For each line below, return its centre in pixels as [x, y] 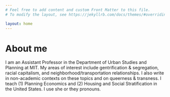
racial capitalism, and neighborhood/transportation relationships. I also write [85, 73]
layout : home [19, 24]
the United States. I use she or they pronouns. [53, 89]
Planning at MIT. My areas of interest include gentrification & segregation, [82, 68]
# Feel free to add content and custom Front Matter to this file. [78, 10]
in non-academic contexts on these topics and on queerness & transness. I [83, 78]
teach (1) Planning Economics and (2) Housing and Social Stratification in [81, 84]
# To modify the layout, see [36, 15]
